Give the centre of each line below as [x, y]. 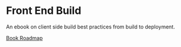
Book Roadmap [25, 38]
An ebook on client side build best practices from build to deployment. [90, 27]
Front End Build [44, 11]
